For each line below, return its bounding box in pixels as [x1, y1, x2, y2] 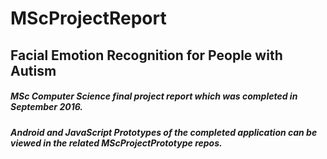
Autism [10, 62, 57, 79]
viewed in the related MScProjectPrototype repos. [10, 137, 223, 149]
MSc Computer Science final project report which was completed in [10, 90, 298, 102]
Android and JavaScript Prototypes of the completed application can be [10, 126, 318, 138]
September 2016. [10, 101, 84, 113]
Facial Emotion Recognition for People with [10, 47, 283, 64]
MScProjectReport [10, 7, 167, 30]
